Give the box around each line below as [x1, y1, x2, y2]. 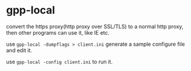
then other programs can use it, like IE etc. [6, 29, 110, 36]
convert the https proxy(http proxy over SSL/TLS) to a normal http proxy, [6, 23, 184, 30]
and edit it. [6, 46, 33, 53]
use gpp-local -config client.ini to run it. [6, 58, 113, 65]
